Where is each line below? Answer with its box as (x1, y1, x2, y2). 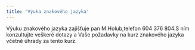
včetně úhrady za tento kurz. (6, 37, 78, 44)
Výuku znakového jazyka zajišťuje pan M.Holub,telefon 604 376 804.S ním (6, 25, 190, 32)
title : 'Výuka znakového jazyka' (6, 8, 89, 15)
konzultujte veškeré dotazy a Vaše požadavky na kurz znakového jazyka (6, 31, 184, 38)
